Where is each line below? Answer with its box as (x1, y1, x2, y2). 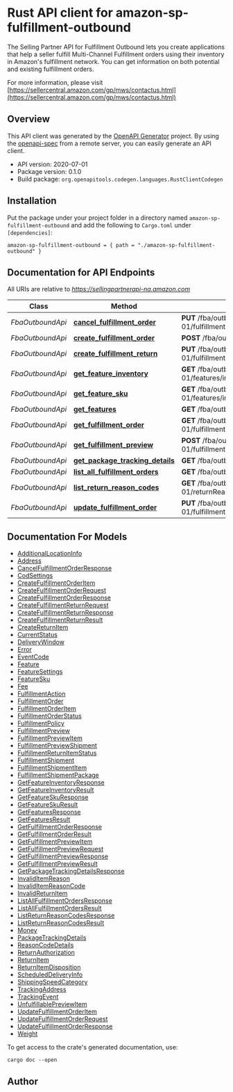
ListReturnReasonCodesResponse (17, 911, 115, 920)
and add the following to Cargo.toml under (71, 220, 192, 229)
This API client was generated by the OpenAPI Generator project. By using (7, 131, 220, 140)
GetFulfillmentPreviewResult (17, 860, 98, 868)
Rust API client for (7, 5, 113, 21)
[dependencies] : (7, 228, 53, 236)
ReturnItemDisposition (17, 963, 81, 972)
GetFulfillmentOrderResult (17, 830, 92, 839)
